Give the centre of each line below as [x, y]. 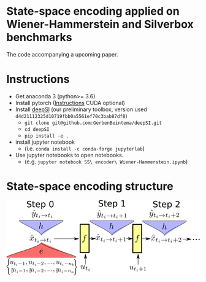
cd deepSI [37, 129]
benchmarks [39, 37]
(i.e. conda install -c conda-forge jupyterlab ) [85, 148]
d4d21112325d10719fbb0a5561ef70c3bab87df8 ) [71, 116]
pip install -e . [47, 136]
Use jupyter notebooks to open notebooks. [69, 155]
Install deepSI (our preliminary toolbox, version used [81, 109]
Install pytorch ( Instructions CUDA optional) [70, 103]
